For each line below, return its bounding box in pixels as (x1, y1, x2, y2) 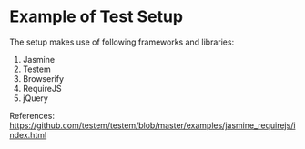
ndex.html (9, 129, 47, 140)
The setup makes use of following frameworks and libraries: (9, 36, 235, 47)
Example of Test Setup (9, 6, 184, 27)
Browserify (22, 73, 64, 84)
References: (9, 110, 55, 121)
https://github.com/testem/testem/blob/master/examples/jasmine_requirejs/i (9, 120, 296, 131)
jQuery (22, 93, 48, 104)
